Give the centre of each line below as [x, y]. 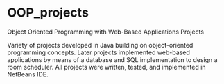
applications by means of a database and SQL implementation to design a [112, 59]
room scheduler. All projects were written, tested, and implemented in [106, 67]
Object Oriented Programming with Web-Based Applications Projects [106, 32]
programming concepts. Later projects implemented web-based [99, 52]
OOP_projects [48, 13]
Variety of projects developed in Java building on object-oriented [100, 45]
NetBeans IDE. [28, 74]
